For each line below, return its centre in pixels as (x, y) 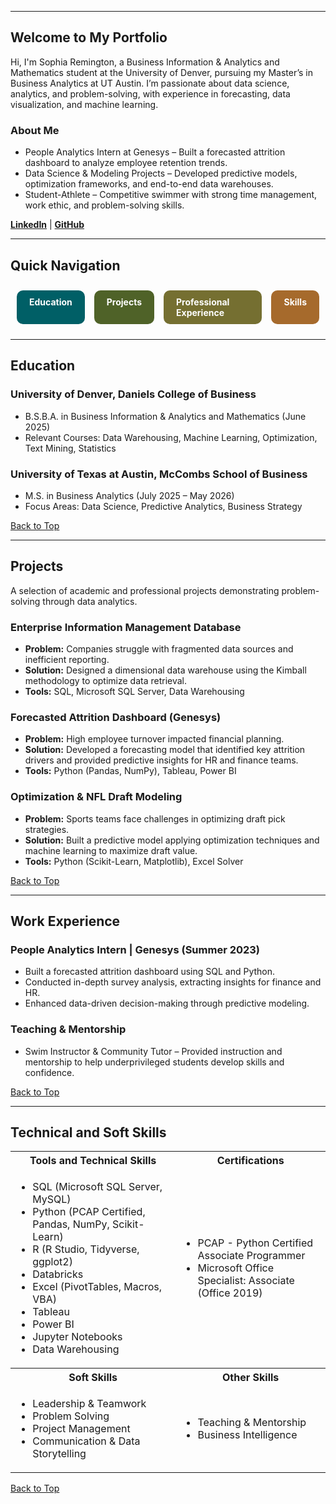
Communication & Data (86, 1441)
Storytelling (59, 1454)
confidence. (49, 1072)
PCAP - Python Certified (255, 1243)
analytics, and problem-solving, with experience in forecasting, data (150, 93)
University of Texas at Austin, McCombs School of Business (159, 474)
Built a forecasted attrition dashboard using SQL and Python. (150, 972)
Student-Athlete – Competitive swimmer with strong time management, (171, 195)
